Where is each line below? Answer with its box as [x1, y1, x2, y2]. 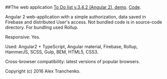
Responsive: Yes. [5, 34, 41, 40]
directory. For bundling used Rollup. [5, 24, 79, 30]
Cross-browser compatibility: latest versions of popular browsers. [5, 59, 141, 64]
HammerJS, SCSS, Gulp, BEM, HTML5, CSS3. [5, 49, 99, 55]
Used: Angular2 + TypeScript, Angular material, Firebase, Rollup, [5, 44, 138, 49]
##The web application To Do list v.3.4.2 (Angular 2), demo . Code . [5, 4, 141, 10]
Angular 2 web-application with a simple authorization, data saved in [5, 14, 146, 19]
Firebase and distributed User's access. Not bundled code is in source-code [5, 19, 163, 25]
